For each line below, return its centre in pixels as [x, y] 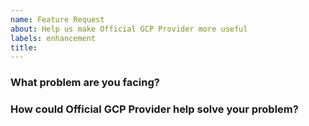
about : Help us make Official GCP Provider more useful [129, 29]
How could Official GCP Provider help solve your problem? [154, 109]
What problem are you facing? [85, 83]
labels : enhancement [53, 38]
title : [24, 47]
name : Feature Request [57, 19]
